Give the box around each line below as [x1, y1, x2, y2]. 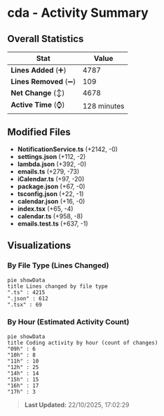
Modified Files [7, 126, 71, 138]
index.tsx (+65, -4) [17, 204, 74, 213]
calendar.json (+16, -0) [17, 197, 86, 205]
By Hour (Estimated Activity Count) [7, 317, 130, 327]
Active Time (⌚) [11, 100, 65, 109]
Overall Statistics [7, 33, 84, 45]
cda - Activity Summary [7, 5, 149, 21]
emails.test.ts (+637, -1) [17, 219, 89, 228]
